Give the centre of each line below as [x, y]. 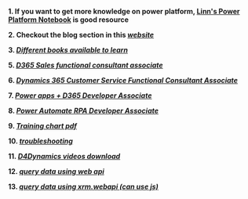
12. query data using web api [56, 171]
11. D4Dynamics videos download [64, 156]
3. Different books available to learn [68, 50]
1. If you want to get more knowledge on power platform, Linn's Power [124, 11]
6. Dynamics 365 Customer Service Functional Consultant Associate [123, 80]
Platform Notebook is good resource [69, 20]
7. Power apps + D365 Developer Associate [80, 96]
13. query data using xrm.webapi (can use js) [84, 186]
